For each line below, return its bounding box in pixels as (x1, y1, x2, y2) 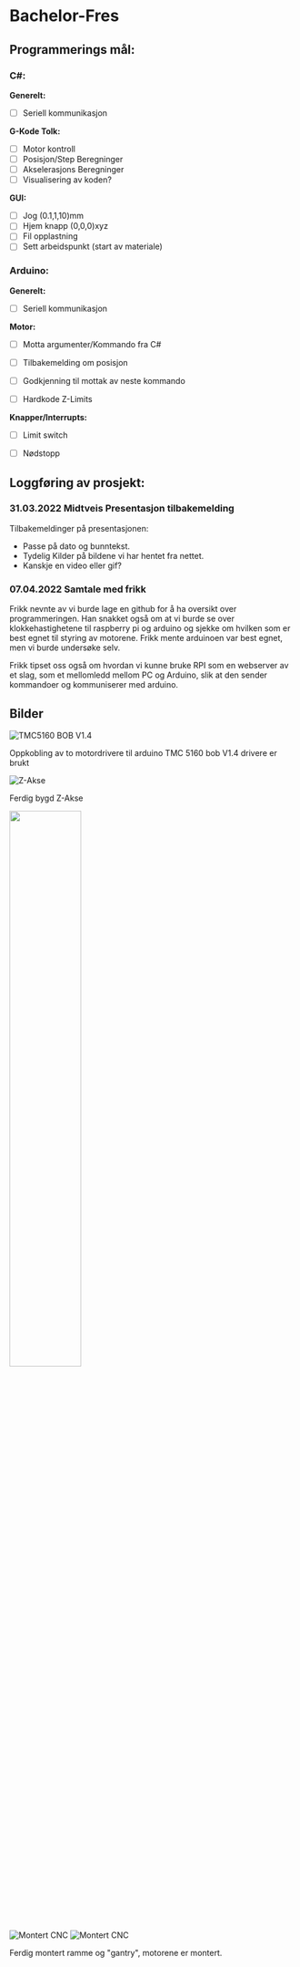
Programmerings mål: (9, 42, 135, 57)
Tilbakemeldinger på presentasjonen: (9, 523, 149, 533)
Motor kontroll (22, 143, 75, 154)
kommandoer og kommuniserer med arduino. (9, 679, 179, 690)
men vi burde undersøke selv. (9, 642, 121, 653)
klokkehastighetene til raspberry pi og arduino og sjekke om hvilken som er (9, 623, 291, 634)
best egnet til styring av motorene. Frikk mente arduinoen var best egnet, (9, 633, 284, 644)
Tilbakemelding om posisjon (22, 357, 129, 368)
